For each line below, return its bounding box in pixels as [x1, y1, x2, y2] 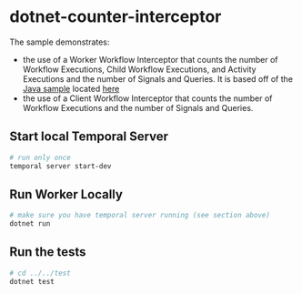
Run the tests [9, 244, 86, 260]
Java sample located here [22, 83, 120, 94]
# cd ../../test [9, 269, 71, 278]
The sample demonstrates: [9, 36, 110, 47]
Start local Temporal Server [9, 129, 169, 145]
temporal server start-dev [9, 161, 112, 170]
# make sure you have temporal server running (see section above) [9, 211, 271, 220]
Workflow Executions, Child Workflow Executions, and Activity [22, 64, 257, 75]
